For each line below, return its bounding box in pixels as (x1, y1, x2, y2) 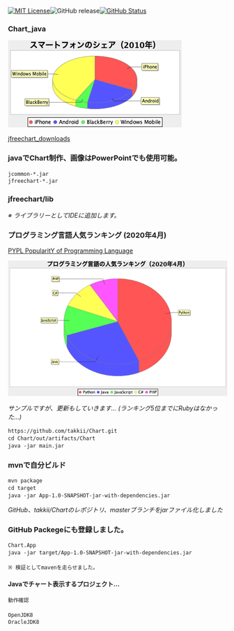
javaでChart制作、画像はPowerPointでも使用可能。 (8, 154, 182, 163)
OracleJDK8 (8, 618, 40, 626)
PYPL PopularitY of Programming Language (8, 246, 134, 255)
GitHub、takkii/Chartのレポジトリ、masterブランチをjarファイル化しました (8, 505, 224, 514)
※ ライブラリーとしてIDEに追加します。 (8, 211, 120, 219)
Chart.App (8, 542, 37, 549)
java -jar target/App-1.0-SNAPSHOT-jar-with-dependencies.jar (8, 549, 192, 556)
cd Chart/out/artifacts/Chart (8, 435, 96, 443)
